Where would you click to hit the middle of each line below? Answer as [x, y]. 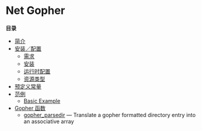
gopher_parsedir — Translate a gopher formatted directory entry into [109, 115]
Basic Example [42, 101]
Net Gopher [35, 11]
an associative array [49, 121]
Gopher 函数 [30, 108]
